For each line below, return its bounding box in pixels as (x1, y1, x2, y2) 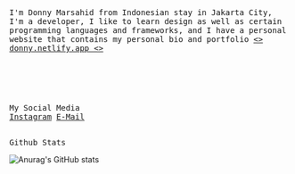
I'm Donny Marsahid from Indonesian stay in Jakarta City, (9, 8, 274, 17)
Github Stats (9, 137, 67, 147)
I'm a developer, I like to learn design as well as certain (9, 17, 283, 26)
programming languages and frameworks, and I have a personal (9, 26, 287, 35)
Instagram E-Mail (9, 112, 85, 122)
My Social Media (9, 103, 80, 113)
